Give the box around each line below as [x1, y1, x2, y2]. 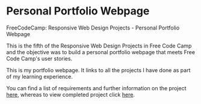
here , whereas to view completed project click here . [6, 91, 135, 98]
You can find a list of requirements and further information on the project [6, 84, 187, 91]
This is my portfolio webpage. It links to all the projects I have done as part [6, 66, 191, 73]
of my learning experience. [6, 73, 73, 80]
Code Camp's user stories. [6, 55, 73, 62]
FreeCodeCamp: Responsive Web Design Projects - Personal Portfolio [6, 24, 180, 31]
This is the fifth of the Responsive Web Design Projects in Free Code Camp [6, 42, 192, 49]
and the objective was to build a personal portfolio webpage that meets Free [6, 48, 196, 55]
